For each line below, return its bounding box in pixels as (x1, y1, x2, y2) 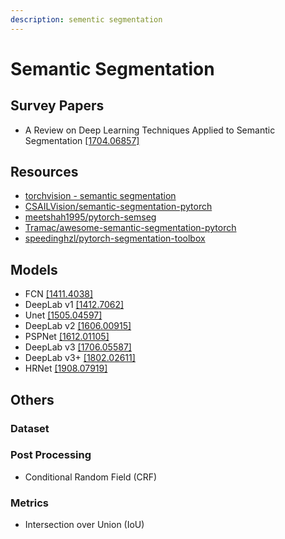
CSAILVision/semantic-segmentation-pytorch (24, 201, 213, 213)
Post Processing (10, 448, 92, 462)
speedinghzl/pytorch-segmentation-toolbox (24, 232, 206, 245)
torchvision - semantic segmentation (24, 190, 177, 202)
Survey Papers (10, 97, 105, 115)
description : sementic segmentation (10, 14, 163, 25)
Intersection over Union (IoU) (24, 519, 145, 531)
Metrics (10, 496, 49, 510)
